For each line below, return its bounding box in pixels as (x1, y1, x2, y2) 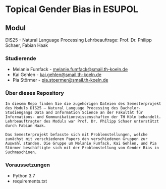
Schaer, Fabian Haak (5, 42, 48, 48)
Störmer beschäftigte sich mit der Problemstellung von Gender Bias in (5, 145, 159, 150)
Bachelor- (120, 105, 141, 110)
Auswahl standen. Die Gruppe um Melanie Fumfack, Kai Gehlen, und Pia (5, 141, 157, 146)
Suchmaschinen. (5, 150, 37, 155)
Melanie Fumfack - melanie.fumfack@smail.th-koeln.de (12, 67, 128, 73)
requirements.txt (12, 178, 47, 184)
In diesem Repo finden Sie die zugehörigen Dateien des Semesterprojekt (5, 101, 161, 106)
